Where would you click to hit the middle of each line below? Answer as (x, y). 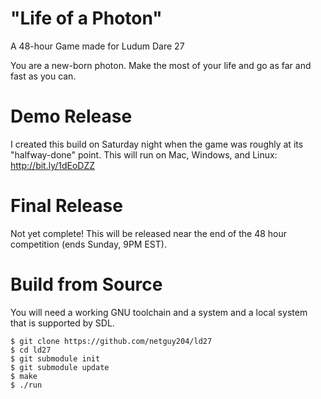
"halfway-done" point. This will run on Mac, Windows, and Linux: (144, 154)
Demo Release (71, 116)
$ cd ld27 (31, 350)
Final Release (66, 206)
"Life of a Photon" (86, 18)
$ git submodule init (55, 358)
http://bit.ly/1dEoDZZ (53, 165)
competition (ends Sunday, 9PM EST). (88, 244)
